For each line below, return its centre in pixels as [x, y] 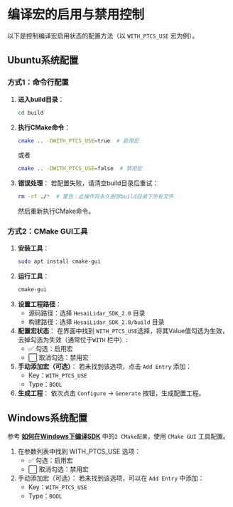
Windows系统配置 [47, 418]
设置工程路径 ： [39, 304]
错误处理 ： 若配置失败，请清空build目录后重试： [88, 183]
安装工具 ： [33, 248]
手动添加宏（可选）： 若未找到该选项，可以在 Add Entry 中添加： [111, 478]
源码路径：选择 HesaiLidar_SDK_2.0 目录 [87, 313]
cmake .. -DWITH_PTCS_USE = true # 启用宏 [78, 141]
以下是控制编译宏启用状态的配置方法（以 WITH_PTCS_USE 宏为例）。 [103, 36]
